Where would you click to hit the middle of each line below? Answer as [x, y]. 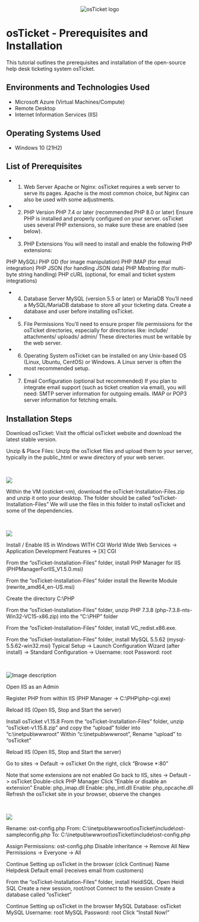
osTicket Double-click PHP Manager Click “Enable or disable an [89, 781]
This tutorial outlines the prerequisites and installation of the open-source [96, 62]
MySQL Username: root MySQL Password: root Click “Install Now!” [88, 912]
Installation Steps [39, 419]
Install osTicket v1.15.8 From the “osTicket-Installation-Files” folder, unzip [95, 722]
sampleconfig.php [28, 835]
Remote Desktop [35, 108]
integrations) [22, 281]
